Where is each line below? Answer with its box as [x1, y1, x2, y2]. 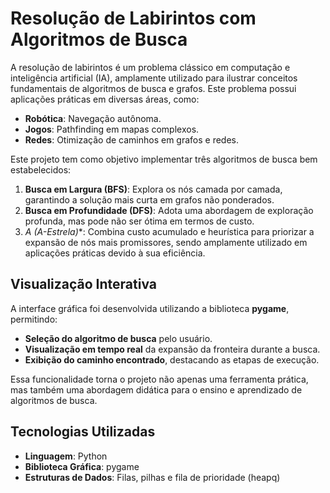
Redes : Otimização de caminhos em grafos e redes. [24, 133, 240, 146]
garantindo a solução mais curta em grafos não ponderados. [24, 193, 275, 206]
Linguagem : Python [24, 450, 108, 462]
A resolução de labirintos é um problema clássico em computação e [10, 61, 291, 73]
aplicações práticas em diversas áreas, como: [10, 93, 200, 105]
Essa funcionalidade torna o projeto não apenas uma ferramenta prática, [10, 373, 309, 385]
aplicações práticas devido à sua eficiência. [24, 247, 206, 259]
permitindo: [10, 313, 58, 325]
